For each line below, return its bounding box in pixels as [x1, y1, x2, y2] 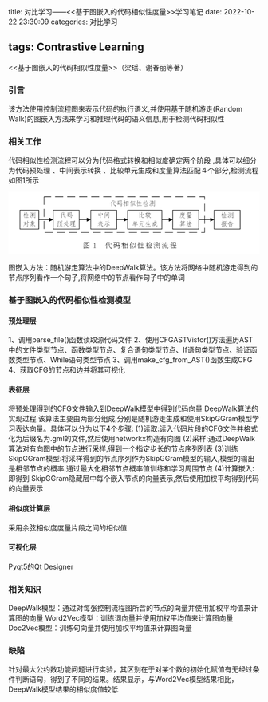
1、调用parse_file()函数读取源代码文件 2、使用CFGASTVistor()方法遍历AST [8, 335, 254, 345]
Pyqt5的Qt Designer [8, 562, 74, 571]
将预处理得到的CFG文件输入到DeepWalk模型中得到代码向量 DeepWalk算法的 [8, 404, 259, 413]
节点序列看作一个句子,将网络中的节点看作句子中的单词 [8, 273, 186, 282]
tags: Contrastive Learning [8, 41, 145, 54]
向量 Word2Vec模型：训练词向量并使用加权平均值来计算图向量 [29, 613, 234, 623]
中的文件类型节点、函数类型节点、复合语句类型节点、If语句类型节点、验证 [8, 345, 250, 355]
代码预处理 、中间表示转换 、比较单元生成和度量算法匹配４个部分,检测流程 [14, 166, 259, 175]
